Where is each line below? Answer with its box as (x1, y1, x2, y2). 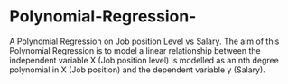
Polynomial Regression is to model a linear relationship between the (9, 45, 261, 55)
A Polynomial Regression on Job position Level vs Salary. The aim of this (9, 36, 280, 46)
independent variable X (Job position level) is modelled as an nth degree (9, 55, 280, 65)
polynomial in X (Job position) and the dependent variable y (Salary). (9, 64, 266, 75)
